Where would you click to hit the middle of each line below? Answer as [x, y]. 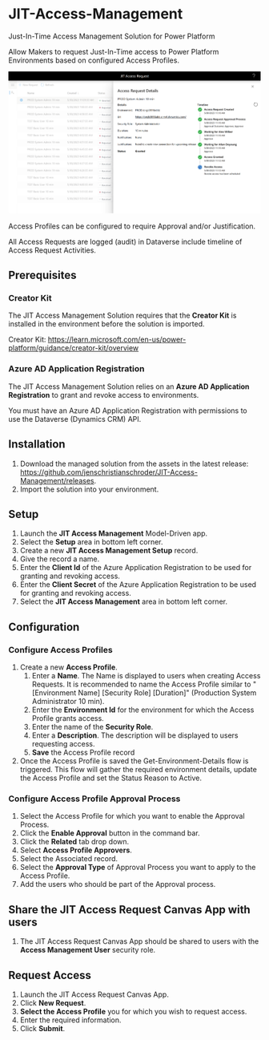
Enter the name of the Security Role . [92, 727]
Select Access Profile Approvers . [76, 850]
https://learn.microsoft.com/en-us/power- [117, 340]
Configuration [44, 627]
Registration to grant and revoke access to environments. [104, 395]
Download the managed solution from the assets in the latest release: [134, 463]
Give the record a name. [60, 559]
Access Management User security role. [88, 950]
